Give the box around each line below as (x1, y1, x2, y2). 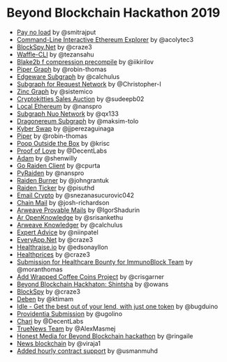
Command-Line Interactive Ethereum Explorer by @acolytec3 (16, 35, 193, 43)
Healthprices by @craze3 (16, 250, 90, 259)
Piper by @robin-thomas (16, 131, 88, 140)
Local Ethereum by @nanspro (16, 102, 102, 110)
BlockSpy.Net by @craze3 (16, 43, 92, 51)
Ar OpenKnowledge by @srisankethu (16, 213, 124, 221)
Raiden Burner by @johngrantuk (16, 176, 110, 184)
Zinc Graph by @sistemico (16, 87, 94, 96)
